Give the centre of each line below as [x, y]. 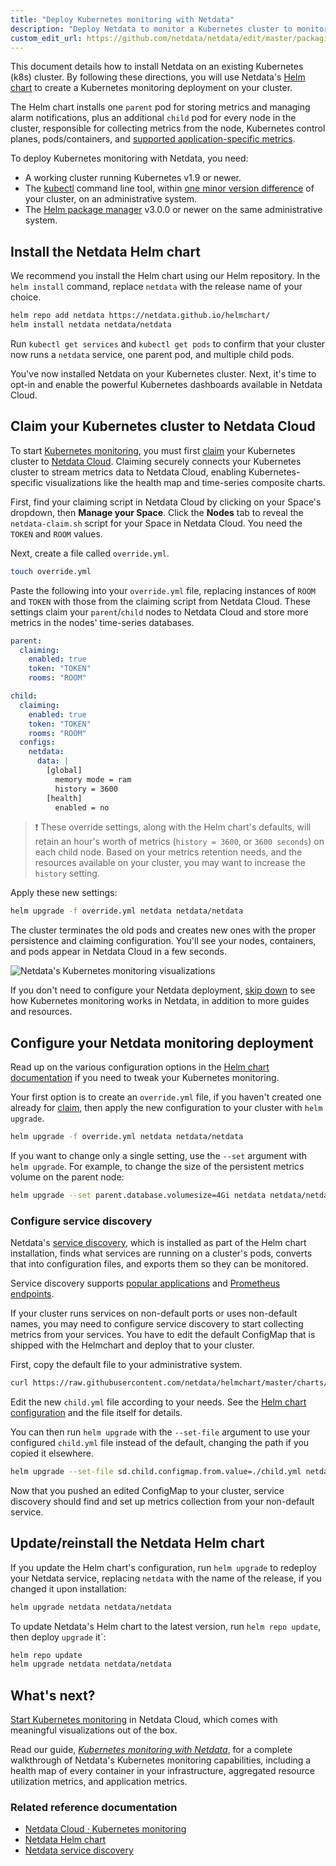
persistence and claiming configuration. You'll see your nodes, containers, [163, 941]
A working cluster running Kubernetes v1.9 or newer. [133, 178]
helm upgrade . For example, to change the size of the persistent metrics [157, 1166]
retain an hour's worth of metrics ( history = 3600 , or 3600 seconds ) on [179, 842]
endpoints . [32, 1294]
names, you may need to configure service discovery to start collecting [157, 1324]
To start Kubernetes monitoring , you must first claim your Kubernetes [153, 450]
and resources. [41, 1012]
